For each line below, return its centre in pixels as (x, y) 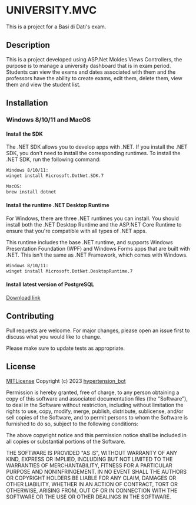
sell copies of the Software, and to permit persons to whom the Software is (97, 417)
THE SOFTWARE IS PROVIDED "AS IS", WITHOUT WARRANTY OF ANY (92, 452)
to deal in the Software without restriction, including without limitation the (95, 405)
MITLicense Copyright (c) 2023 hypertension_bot (66, 381)
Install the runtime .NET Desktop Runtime (58, 205)
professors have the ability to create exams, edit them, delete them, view (94, 78)
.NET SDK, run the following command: (54, 159)
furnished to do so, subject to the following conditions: (72, 424)
